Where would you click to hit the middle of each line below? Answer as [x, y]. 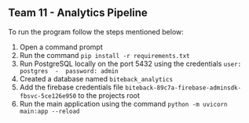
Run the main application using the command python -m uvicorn [123, 103]
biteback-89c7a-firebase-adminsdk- [183, 88]
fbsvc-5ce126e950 [48, 96]
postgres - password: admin [69, 71]
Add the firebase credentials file [71, 87]
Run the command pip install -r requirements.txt [104, 55]
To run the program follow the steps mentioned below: [96, 31]
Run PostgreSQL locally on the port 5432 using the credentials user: [130, 63]
